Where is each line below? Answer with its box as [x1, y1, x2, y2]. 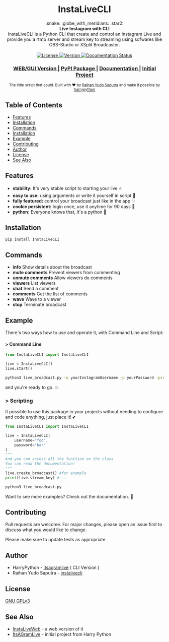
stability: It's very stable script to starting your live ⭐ [12, 185, 122, 191]
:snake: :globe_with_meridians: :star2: [45, 20, 124, 26]
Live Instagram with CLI [59, 25, 110, 31]
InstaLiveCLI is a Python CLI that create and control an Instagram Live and [8, 31, 161, 37]
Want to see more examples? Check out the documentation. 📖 [5, 493, 133, 499]
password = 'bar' [14, 442, 46, 447]
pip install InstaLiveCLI [5, 237, 59, 242]
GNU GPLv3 [5, 598, 30, 604]
